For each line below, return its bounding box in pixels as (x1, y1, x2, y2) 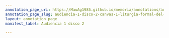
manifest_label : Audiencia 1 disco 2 (5, 21, 84, 26)
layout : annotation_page (5, 16, 57, 21)
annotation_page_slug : (5, 12, 53, 17)
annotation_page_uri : (5, 7, 51, 12)
